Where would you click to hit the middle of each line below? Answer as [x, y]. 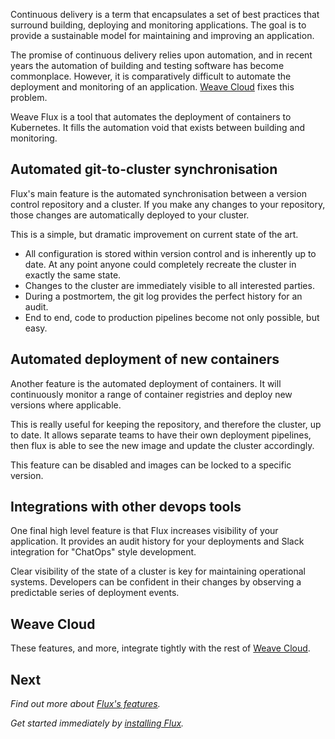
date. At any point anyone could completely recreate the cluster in [160, 264]
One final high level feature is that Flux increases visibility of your [144, 531]
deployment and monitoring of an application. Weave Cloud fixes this [152, 87]
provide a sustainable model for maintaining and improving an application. [162, 35]
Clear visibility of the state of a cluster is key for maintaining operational [158, 571]
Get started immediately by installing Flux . [97, 723]
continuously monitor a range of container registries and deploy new [151, 394]
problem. [29, 97]
